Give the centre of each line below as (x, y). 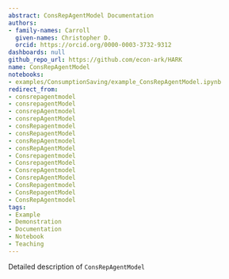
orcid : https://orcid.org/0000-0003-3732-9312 (94, 45)
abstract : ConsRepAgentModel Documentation (81, 15)
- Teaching (26, 244)
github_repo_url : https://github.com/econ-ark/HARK (95, 60)
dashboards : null (37, 52)
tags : (17, 207)
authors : (23, 23)
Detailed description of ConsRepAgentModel (76, 266)
